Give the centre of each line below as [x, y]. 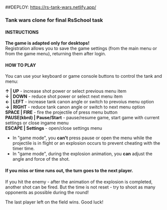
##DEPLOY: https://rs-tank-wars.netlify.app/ [51, 7]
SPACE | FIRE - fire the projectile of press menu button [61, 112]
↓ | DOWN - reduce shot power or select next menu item [64, 96]
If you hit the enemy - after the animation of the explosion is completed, [79, 182]
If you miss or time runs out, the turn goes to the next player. [69, 170]
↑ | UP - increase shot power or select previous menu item [66, 91]
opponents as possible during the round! [47, 192]
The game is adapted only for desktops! [47, 43]
